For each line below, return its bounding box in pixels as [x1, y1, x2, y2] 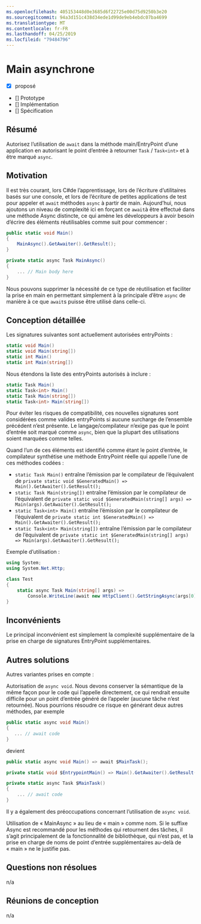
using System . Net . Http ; [6, 565, 66, 572]
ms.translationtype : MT [6, 20, 66, 26]
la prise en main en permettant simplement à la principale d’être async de [6, 292, 186, 299]
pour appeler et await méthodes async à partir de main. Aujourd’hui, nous [6, 199, 187, 206]
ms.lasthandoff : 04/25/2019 [6, 31, 77, 37]
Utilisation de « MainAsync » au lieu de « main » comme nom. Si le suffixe [6, 820, 188, 827]
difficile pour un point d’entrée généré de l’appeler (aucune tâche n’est [6, 695, 179, 703]
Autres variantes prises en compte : [6, 671, 94, 678]
